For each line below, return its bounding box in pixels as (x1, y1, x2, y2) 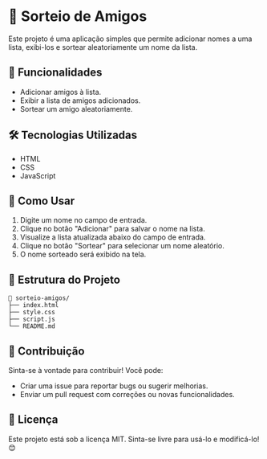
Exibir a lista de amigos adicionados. (19, 96, 141, 105)
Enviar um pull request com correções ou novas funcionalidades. (19, 390, 235, 399)
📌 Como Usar (8, 194, 75, 207)
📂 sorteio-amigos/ (8, 294, 70, 302)
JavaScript (19, 170, 56, 180)
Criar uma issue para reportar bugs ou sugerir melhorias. (19, 381, 208, 391)
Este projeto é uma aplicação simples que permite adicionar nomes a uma (8, 34, 253, 43)
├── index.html (8, 301, 59, 309)
